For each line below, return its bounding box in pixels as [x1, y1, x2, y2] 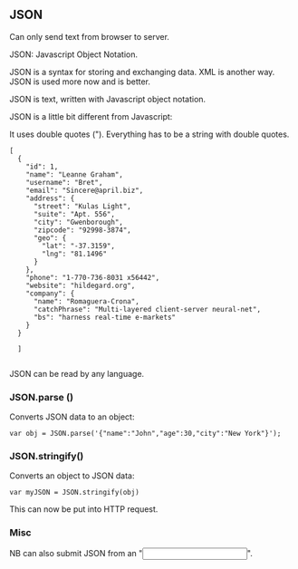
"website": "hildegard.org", [25, 281, 136, 290]
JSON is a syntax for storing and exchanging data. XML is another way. [9, 66, 275, 77]
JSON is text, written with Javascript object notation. [9, 93, 207, 104]
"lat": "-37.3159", [42, 241, 116, 250]
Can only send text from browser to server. [9, 31, 170, 42]
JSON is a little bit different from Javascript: [9, 111, 173, 121]
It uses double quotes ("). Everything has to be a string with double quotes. [9, 129, 290, 140]
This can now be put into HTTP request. [9, 504, 159, 515]
